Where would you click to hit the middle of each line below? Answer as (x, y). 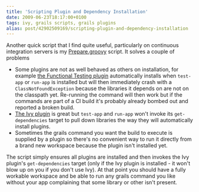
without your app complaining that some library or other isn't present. (92, 182)
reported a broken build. (45, 107)
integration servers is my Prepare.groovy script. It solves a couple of (91, 52)
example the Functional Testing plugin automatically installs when (95, 76)
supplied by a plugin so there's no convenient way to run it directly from (103, 139)
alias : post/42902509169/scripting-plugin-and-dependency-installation (97, 28)
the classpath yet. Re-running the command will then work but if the (99, 95)
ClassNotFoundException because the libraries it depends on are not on (102, 89)
